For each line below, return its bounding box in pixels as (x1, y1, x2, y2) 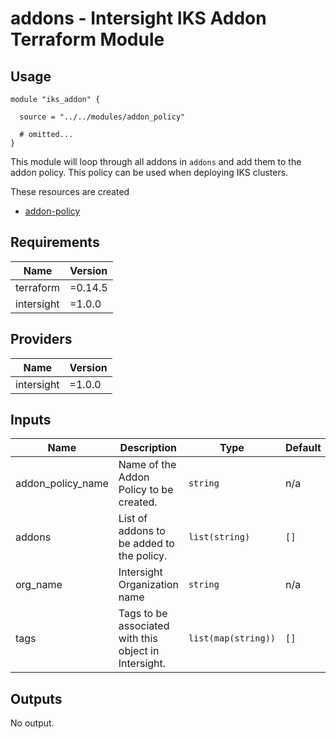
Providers (10, 331, 73, 348)
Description (119, 441, 178, 455)
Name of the (118, 458, 177, 472)
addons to (118, 524, 166, 538)
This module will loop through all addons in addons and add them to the (10, 156, 302, 167)
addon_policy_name (15, 477, 109, 491)
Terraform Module (10, 28, 165, 51)
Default (285, 441, 322, 455)
